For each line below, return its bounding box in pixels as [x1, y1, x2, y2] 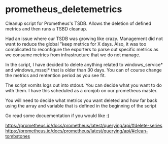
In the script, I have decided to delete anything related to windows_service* [5, 61, 163, 67]
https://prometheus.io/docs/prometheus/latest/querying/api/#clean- [5, 128, 148, 134]
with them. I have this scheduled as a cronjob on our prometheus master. [5, 87, 158, 93]
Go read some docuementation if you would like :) [5, 113, 110, 119]
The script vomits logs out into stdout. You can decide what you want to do [5, 82, 162, 88]
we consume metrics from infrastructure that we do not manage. [5, 52, 141, 58]
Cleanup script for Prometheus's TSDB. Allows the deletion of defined [5, 20, 151, 26]
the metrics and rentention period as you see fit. [5, 72, 106, 78]
